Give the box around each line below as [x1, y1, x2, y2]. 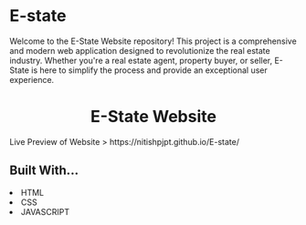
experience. [9, 74, 55, 85]
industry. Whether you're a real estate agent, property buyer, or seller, [9, 55, 273, 66]
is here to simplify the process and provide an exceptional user [31, 65, 268, 76]
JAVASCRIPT [21, 206, 70, 217]
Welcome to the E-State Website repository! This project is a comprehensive [9, 36, 297, 46]
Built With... [9, 163, 79, 179]
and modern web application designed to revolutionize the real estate [9, 45, 271, 56]
